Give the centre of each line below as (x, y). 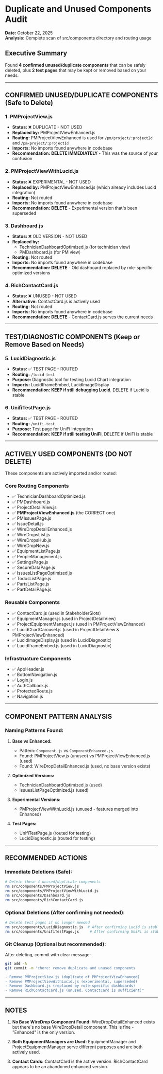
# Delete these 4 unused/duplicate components (53, 882)
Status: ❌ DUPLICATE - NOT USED (47, 127)
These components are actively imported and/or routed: (61, 473)
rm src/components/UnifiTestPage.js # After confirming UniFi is (77, 931)
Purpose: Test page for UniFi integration (52, 429)
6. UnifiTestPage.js (28, 407)
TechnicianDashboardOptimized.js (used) (61, 785)
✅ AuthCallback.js (30, 686)
